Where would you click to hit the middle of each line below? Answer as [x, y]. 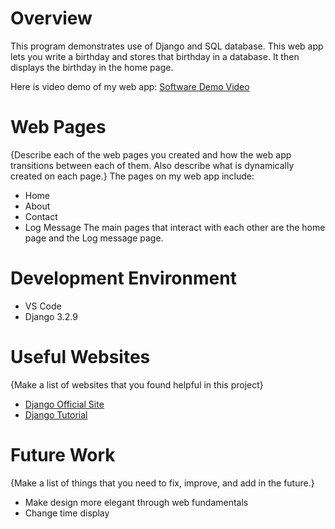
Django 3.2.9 [51, 316]
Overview [51, 18]
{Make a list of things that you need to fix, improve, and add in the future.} [162, 483]
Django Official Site [64, 404]
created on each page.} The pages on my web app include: [132, 176]
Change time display [67, 513]
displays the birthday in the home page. [92, 67]
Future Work [63, 454]
